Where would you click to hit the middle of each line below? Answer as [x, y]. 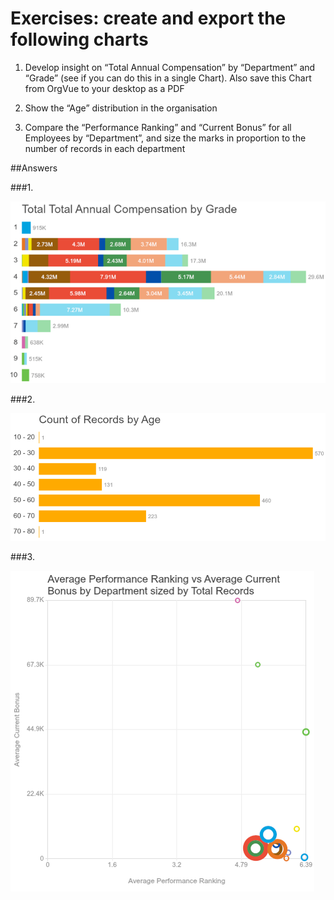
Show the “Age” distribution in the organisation [121, 108]
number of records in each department [105, 148]
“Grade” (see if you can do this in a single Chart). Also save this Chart [168, 78]
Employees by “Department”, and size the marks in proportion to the [165, 138]
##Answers [34, 168]
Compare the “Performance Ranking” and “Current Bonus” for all [158, 127]
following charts [79, 39]
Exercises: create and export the [148, 18]
